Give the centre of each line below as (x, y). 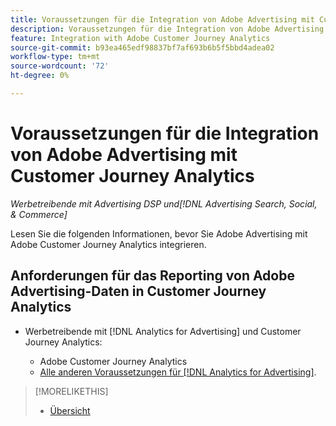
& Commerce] (39, 214)
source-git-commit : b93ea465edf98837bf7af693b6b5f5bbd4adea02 (142, 47)
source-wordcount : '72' (60, 66)
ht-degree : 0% (40, 76)
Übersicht (70, 410)
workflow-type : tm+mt (55, 57)
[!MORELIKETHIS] (71, 391)
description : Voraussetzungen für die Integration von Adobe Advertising (167, 29)
